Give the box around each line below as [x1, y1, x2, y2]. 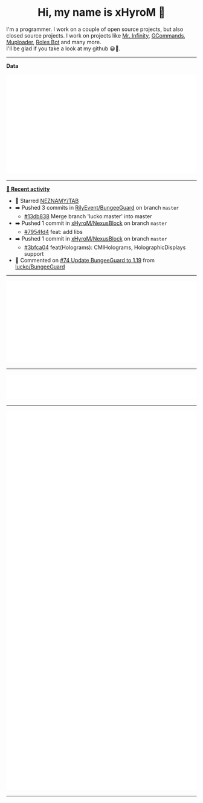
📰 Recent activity [6, 185, 50, 193]
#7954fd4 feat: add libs [24, 228, 83, 236]
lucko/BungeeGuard [14, 263, 65, 270]
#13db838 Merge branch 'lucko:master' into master [24, 213, 152, 220]
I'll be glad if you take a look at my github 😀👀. [6, 45, 121, 52]
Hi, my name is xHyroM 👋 [37, 5, 166, 19]
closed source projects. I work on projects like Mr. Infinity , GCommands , [6, 32, 186, 39]
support [24, 250, 44, 258]
